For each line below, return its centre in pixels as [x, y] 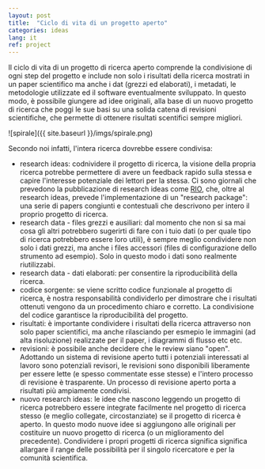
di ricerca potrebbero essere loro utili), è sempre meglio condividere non [138, 240]
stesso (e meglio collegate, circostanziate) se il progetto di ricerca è [130, 416]
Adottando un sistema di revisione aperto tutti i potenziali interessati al [134, 357]
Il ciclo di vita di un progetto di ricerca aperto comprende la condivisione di [130, 67]
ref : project [30, 45]
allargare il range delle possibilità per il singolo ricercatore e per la [127, 450]
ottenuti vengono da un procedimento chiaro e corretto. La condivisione [137, 307]
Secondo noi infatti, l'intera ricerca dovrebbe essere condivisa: [110, 149]
